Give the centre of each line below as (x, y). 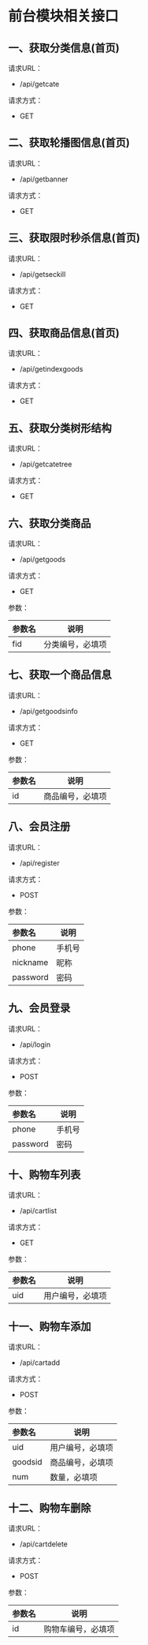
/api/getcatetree (46, 464)
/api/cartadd (40, 1363)
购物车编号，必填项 (80, 1628)
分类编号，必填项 (76, 645)
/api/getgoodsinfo (49, 711)
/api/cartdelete (44, 1544)
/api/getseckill (43, 274)
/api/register (40, 863)
